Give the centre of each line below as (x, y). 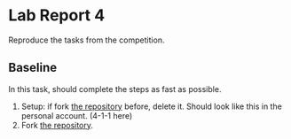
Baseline (33, 68)
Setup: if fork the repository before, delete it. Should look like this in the (152, 106)
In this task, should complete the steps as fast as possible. (115, 89)
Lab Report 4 (57, 15)
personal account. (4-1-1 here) (77, 115)
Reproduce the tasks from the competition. (87, 40)
